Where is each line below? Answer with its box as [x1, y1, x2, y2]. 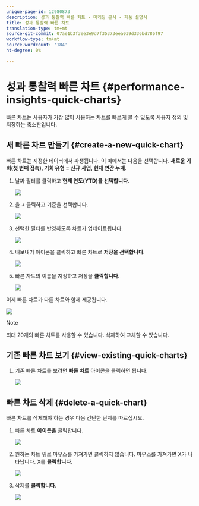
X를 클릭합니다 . [37, 458, 73, 466]
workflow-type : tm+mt [6, 36, 60, 42]
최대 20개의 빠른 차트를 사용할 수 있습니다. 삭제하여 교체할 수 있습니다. [6, 331, 169, 338]
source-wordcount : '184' [6, 42, 68, 48]
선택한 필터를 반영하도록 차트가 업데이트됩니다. [14, 224, 124, 232]
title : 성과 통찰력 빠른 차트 [6, 20, 70, 26]
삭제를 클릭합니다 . [14, 482, 56, 489]
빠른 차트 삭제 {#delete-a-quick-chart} [6, 397, 147, 407]
